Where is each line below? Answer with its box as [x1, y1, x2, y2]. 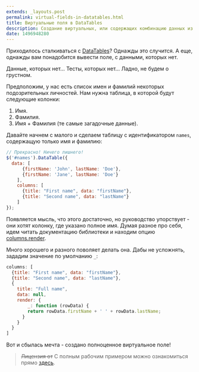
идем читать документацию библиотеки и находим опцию [6, 228, 156, 235]
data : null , [17, 292, 46, 298]
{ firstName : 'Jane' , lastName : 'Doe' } [21, 171, 119, 178]
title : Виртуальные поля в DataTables [6, 20, 102, 26]
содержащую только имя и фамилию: [6, 138, 102, 145]
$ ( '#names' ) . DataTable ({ [6, 155, 68, 161]
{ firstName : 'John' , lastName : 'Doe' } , [21, 166, 121, 172]
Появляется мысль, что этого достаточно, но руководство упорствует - [6, 215, 189, 222]
